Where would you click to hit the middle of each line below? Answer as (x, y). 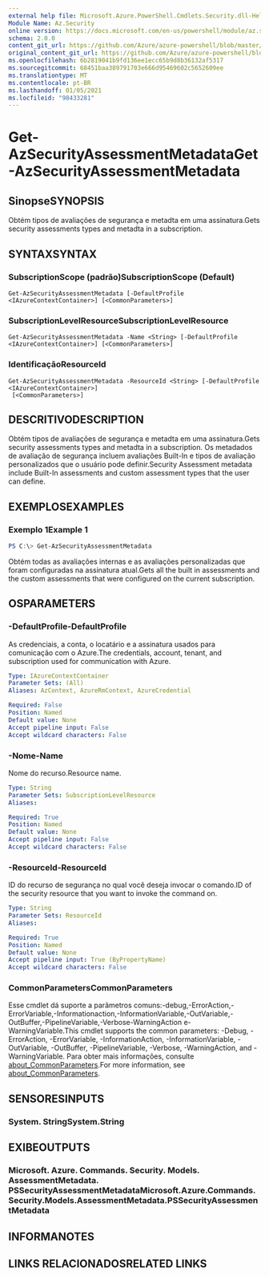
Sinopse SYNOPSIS (56, 201)
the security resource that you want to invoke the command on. (113, 893)
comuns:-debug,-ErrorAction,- (184, 1005)
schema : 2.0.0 (32, 38)
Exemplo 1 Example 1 (48, 529)
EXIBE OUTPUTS (49, 1148)
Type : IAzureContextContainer (59, 676)
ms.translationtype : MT (48, 75)
